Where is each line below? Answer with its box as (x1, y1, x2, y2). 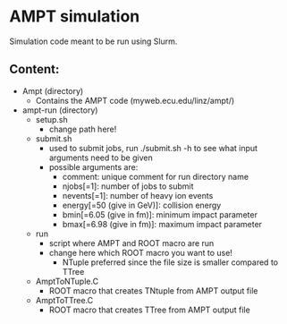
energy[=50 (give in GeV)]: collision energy (62, 200, 222, 210)
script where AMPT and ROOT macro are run (48, 237, 215, 248)
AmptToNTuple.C (35, 276, 99, 286)
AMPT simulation (9, 6, 140, 27)
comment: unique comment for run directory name (62, 171, 249, 182)
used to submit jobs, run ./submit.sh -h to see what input (48, 142, 257, 153)
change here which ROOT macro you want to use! (48, 247, 232, 258)
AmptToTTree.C (35, 294, 94, 305)
